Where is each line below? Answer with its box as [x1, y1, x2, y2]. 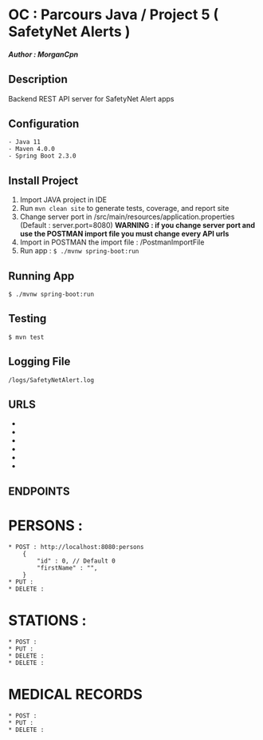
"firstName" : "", [37, 563, 98, 572]
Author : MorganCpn [8, 50, 78, 59]
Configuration [8, 117, 80, 130]
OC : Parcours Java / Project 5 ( [8, 6, 219, 24]
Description [8, 73, 68, 86]
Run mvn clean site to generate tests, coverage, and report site [19, 204, 230, 213]
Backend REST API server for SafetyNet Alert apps [8, 93, 175, 103]
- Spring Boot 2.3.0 [8, 152, 77, 161]
